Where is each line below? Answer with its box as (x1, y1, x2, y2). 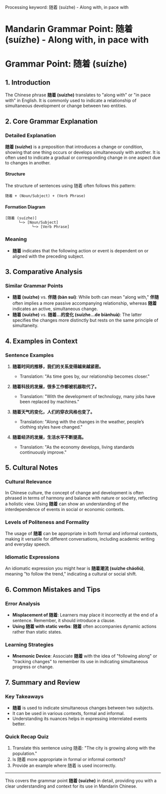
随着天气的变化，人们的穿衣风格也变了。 (12, 409, 95, 415)
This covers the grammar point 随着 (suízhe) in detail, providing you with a (5, 778, 157, 784)
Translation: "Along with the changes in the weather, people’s (19, 419, 144, 425)
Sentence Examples (5, 352, 54, 358)
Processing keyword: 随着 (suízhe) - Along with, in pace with (5, 4, 129, 10)
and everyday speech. (5, 541, 51, 547)
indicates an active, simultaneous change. (12, 306, 98, 312)
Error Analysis (5, 600, 41, 607)
